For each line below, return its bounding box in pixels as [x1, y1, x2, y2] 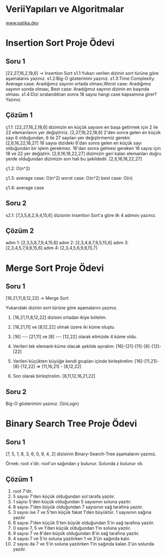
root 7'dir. [12, 488, 33, 494]
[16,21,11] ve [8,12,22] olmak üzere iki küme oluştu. [12, 324, 116, 330]
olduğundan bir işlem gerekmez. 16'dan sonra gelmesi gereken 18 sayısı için [5, 145, 161, 151]
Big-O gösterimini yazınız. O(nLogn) [5, 401, 79, 407]
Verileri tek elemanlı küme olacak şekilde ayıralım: [12, 344, 115, 349]
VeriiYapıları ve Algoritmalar [5, 3, 124, 15]
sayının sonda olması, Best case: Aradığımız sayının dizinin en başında [5, 86, 150, 92]
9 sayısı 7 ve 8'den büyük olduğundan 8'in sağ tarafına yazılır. [12, 530, 140, 536]
